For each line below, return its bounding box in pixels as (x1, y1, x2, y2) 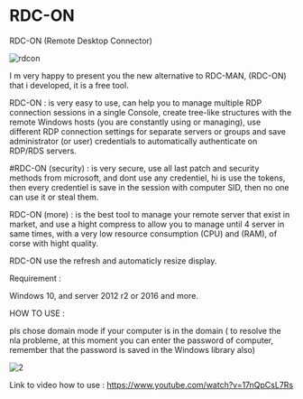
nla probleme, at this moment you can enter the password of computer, (9, 335, 273, 346)
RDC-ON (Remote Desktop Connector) (9, 35, 153, 46)
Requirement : (9, 273, 61, 283)
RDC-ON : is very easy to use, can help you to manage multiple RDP (9, 97, 262, 108)
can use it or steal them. (9, 191, 99, 202)
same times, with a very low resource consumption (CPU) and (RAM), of (9, 227, 278, 239)
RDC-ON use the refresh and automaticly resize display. (9, 255, 217, 266)
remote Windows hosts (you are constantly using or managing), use (9, 116, 262, 127)
